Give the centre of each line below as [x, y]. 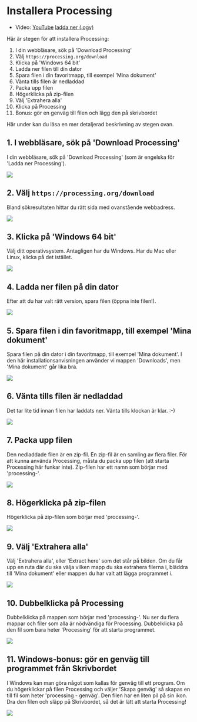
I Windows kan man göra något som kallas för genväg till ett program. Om [96, 682]
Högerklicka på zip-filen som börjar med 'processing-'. [73, 517]
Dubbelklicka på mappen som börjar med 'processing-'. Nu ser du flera [93, 618]
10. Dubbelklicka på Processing [65, 603]
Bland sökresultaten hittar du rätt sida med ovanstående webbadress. [91, 207]
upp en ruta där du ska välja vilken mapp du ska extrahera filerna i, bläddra [97, 567]
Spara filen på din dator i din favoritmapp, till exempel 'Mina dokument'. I [94, 354]
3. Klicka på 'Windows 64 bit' [61, 236]
